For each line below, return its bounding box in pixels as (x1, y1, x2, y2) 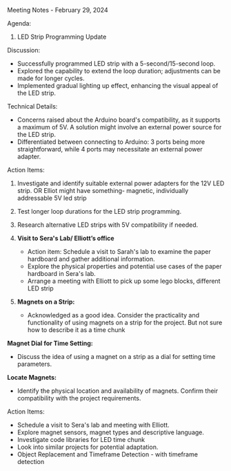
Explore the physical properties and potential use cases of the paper (27, 262, 222, 270)
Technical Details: (7, 102, 58, 110)
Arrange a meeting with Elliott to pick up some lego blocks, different (27, 277, 221, 285)
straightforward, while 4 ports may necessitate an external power (17, 145, 203, 153)
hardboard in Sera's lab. (27, 270, 97, 277)
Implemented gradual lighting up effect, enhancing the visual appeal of (17, 82, 219, 89)
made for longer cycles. (17, 74, 85, 82)
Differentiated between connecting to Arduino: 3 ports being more (17, 138, 205, 146)
